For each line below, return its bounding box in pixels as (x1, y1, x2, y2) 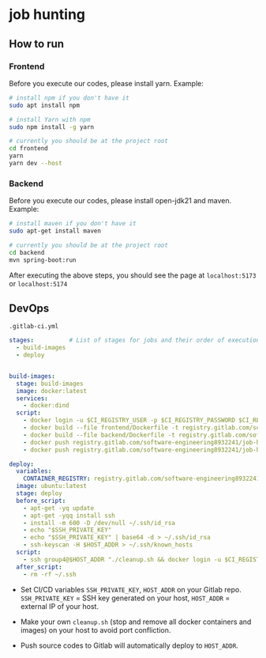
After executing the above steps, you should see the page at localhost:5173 (9, 270, 257, 280)
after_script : (16, 563, 62, 571)
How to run (9, 37, 65, 51)
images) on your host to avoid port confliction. (20, 625, 171, 634)
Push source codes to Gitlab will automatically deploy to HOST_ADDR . (20, 641, 239, 650)
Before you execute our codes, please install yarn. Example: (9, 78, 204, 88)
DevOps (9, 301, 50, 315)
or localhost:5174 (9, 278, 68, 288)
